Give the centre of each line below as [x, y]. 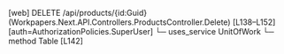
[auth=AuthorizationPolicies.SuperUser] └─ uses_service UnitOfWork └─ [142, 31]
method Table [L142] [46, 41]
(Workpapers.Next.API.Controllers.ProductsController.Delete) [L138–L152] [142, 22]
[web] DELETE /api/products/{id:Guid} [78, 13]
